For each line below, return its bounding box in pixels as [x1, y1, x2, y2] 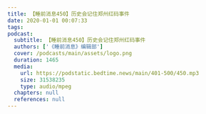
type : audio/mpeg [20, 83, 72, 90]
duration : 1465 [14, 57, 59, 64]
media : [14, 63, 34, 70]
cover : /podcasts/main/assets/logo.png [14, 50, 133, 57]
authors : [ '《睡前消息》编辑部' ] [14, 43, 103, 50]
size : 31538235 [20, 76, 66, 84]
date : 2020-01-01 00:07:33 [7, 17, 88, 24]
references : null [14, 96, 66, 103]
